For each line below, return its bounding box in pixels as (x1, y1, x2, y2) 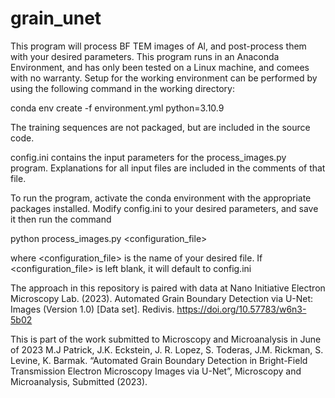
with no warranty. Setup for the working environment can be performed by (10, 72, 318, 84)
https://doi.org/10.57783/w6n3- (176, 303, 307, 315)
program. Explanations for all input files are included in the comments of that (10, 162, 326, 174)
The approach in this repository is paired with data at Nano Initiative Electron (10, 282, 326, 294)
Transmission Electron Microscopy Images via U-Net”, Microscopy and (10, 365, 302, 377)
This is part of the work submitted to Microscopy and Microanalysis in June (10, 333, 322, 345)
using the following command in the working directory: (10, 82, 236, 94)
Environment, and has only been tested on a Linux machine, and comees (10, 61, 310, 73)
